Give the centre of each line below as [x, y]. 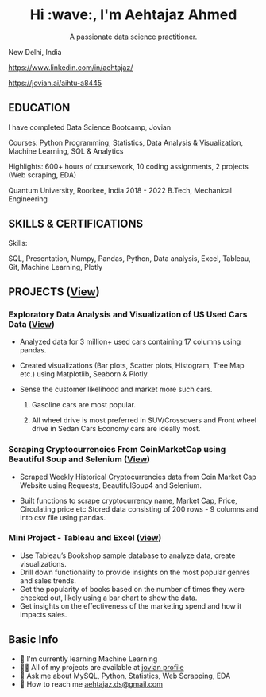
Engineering [28, 199]
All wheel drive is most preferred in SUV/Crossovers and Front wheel [144, 420]
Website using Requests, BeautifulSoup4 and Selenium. [111, 485]
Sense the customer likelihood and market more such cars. [116, 389]
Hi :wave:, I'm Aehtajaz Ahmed [133, 15]
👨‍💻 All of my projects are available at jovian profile [102, 667]
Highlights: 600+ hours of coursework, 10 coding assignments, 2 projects [128, 166]
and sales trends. [48, 580]
